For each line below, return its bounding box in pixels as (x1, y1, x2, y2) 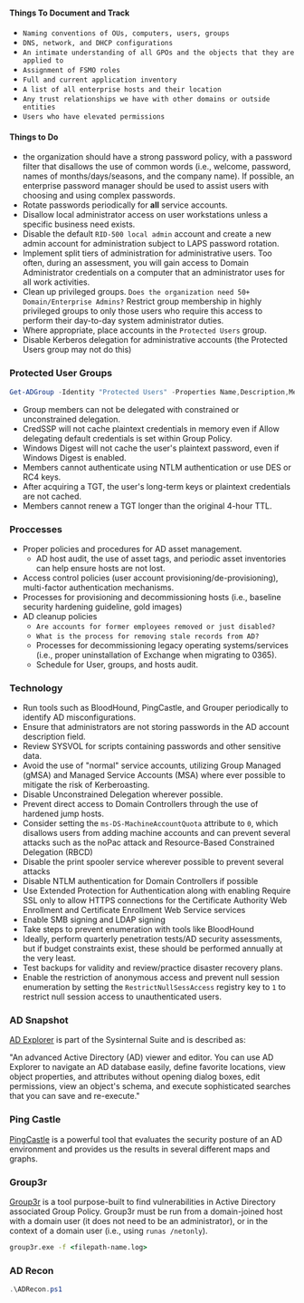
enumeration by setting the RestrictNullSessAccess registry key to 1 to (22, 982, 287, 993)
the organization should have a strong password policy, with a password (22, 151, 292, 162)
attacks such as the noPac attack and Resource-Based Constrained (22, 837, 275, 848)
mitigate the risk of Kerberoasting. (22, 780, 150, 791)
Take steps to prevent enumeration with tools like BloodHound (22, 924, 255, 935)
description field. (22, 731, 86, 743)
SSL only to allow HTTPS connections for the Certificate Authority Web (22, 895, 288, 906)
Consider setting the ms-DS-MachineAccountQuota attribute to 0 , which (22, 818, 279, 829)
